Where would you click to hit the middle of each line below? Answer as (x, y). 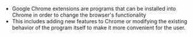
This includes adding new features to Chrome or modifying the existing (99, 21)
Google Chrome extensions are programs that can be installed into (94, 9)
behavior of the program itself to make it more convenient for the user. (99, 27)
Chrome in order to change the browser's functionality (79, 15)
